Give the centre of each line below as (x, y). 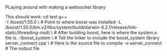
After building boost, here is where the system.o (108, 32)
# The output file (22, 48)
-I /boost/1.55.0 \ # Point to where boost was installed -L (63, 22)
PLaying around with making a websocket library (55, 7)
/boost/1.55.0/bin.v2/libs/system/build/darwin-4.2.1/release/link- (71, 27)
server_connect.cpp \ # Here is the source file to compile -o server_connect (83, 43)
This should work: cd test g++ (36, 17)
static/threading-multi (28, 32)
